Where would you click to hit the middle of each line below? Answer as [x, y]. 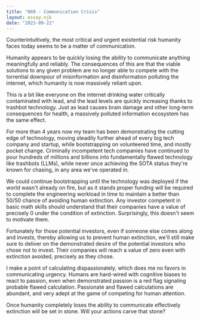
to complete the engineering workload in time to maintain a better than [93, 194]
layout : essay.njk [29, 17]
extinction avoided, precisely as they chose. [60, 256]
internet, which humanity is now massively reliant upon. [75, 83]
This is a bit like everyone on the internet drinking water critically [86, 95]
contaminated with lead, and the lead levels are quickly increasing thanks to [99, 101]
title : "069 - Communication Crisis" [53, 12]
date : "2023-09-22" [30, 23]
